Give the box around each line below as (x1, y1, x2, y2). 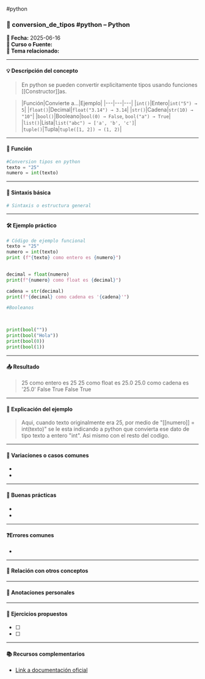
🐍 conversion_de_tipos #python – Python (6, 20, 130, 29)
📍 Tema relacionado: (6, 47, 60, 54)
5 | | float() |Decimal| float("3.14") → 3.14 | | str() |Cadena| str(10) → (21, 106, 193, 113)
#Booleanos (6, 305, 34, 311)
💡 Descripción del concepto (6, 67, 78, 74)
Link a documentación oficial (15, 666, 88, 673)
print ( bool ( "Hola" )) (6, 332, 59, 339)
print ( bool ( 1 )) (6, 343, 45, 350)
